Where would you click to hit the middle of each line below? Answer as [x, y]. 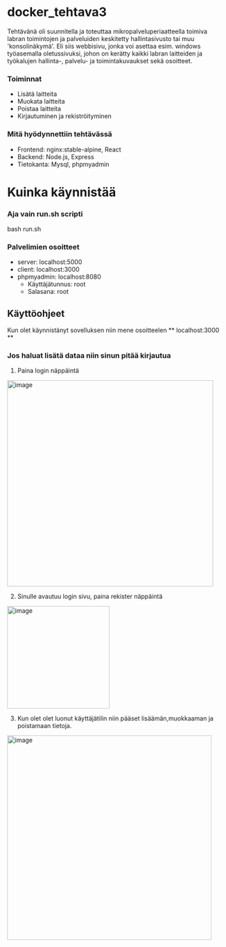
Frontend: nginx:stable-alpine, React [69, 149]
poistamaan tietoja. [44, 726]
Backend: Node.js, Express [56, 156]
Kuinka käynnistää [62, 192]
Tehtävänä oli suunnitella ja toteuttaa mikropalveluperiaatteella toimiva [107, 31]
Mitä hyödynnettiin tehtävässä [60, 134]
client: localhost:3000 [48, 270]
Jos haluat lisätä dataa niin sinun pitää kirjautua [89, 356]
